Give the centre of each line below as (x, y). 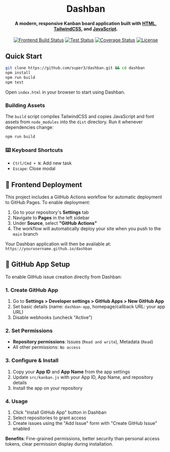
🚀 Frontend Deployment (44, 185)
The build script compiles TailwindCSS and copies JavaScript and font (80, 116)
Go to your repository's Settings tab (51, 212)
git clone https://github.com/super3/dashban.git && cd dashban (75, 68)
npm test (15, 82)
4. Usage (17, 401)
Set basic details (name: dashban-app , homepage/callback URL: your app (89, 307)
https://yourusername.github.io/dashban (49, 248)
